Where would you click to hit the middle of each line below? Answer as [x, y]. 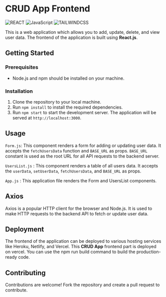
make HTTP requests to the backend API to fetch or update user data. [77, 214]
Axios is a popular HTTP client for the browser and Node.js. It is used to [79, 208]
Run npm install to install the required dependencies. [68, 107]
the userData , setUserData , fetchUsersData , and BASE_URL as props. [73, 171]
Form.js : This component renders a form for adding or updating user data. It [83, 146]
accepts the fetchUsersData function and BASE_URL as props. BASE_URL [77, 150]
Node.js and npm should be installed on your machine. [68, 78]
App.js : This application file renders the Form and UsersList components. [81, 180]
